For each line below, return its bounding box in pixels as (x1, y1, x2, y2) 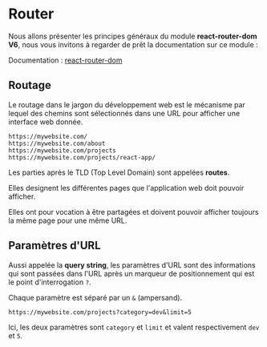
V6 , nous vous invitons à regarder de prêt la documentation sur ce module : (8, 39, 258, 49)
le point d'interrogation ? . (8, 277, 91, 287)
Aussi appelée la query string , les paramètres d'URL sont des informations (8, 260, 256, 269)
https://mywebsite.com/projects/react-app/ (8, 153, 156, 161)
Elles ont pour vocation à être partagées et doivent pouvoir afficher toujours (8, 207, 259, 216)
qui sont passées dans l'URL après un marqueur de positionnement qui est (8, 268, 255, 278)
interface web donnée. (8, 117, 83, 127)
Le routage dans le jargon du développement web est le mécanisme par (8, 99, 246, 109)
